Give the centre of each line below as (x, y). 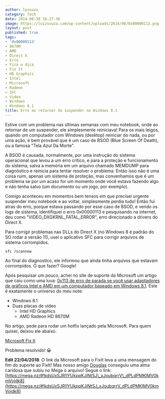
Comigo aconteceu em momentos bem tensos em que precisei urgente (77, 196)
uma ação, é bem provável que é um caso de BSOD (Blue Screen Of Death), (82, 140)
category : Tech (21, 14)
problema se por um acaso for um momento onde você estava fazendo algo (82, 181)
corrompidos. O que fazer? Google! (41, 266)
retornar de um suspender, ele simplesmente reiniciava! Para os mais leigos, (82, 130)
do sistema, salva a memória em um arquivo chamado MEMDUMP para (77, 165)
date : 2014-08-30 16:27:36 (33, 19)
